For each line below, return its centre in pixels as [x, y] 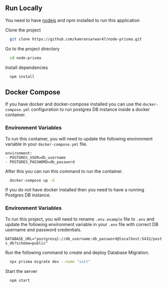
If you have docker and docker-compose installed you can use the [73, 104]
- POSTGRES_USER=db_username [35, 157]
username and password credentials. [43, 229]
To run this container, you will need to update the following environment [79, 138]
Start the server [21, 271]
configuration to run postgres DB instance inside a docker [90, 109]
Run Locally [24, 8]
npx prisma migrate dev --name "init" [50, 261]
